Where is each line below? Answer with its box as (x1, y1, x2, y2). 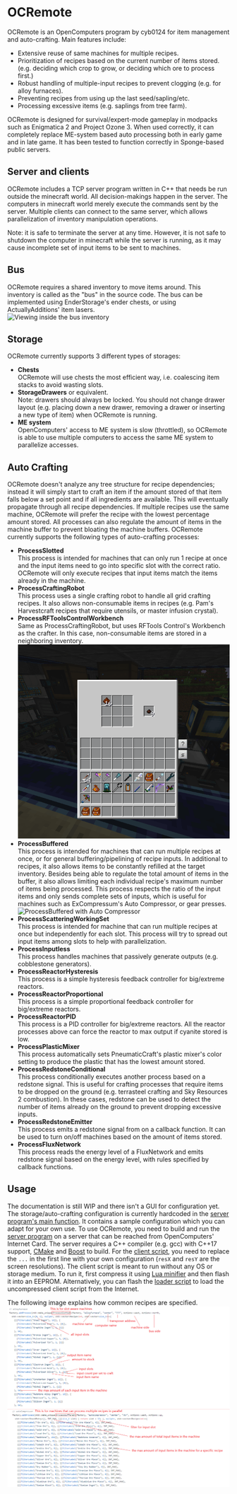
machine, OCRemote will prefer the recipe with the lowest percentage (7, 510, 209, 519)
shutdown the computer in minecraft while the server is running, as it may (7, 236, 221, 244)
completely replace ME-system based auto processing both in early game (7, 130, 222, 139)
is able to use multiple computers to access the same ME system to (17, 433, 214, 442)
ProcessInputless (17, 945, 71, 954)
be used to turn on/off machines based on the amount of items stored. (17, 1133, 222, 1141)
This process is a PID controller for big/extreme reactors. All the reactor (17, 1020, 226, 1029)
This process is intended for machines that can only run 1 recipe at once (17, 554, 228, 562)
